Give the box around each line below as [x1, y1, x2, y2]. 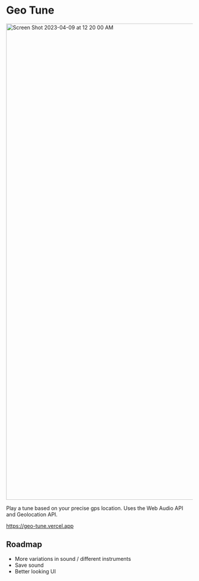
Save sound [14, 561, 44, 569]
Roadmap [6, 540, 43, 550]
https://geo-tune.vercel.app [6, 522, 74, 530]
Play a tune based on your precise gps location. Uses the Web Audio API [6, 504, 184, 512]
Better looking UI [14, 567, 56, 574]
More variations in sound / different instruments [14, 555, 131, 562]
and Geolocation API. [6, 511, 58, 518]
